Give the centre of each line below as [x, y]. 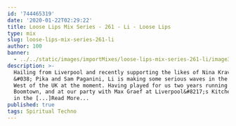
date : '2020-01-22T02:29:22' [50, 20]
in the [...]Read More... [52, 99]
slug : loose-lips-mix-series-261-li [61, 40]
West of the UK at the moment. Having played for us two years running [121, 85]
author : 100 [25, 46]
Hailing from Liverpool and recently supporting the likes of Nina [114, 72]
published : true [31, 105]
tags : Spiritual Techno [42, 111]
